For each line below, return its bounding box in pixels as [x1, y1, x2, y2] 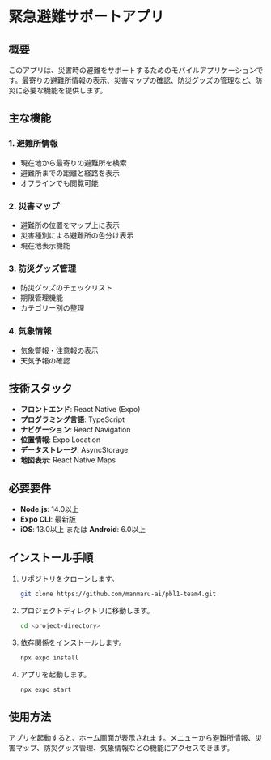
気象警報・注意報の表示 [19, 346, 99, 355]
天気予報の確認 [19, 355, 70, 365]
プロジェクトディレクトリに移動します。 [19, 605, 155, 615]
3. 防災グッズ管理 [8, 263, 77, 274]
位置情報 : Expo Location [19, 435, 101, 444]
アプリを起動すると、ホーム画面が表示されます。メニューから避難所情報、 [8, 733, 256, 743]
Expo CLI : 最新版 [19, 514, 77, 524]
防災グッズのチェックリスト [19, 283, 113, 293]
